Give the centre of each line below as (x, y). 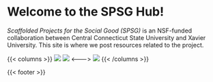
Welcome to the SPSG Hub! (86, 12)
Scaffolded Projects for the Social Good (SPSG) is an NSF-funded (100, 30)
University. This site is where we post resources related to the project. (105, 45)
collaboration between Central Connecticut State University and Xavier (106, 37)
